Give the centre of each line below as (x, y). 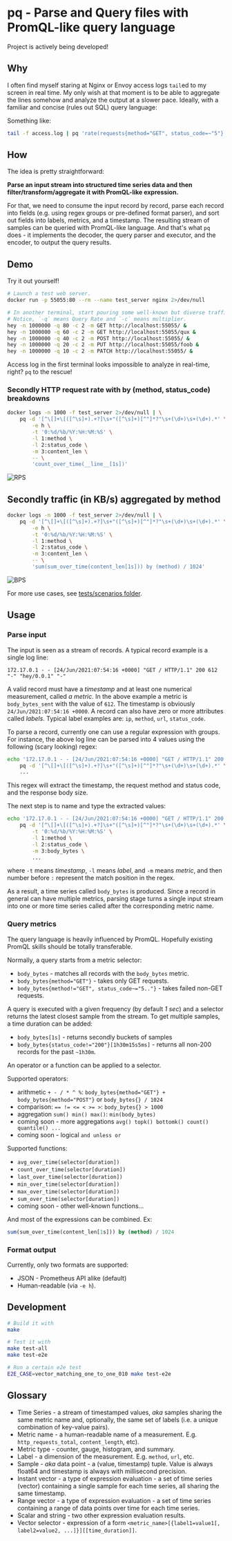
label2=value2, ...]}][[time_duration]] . (77, 1530)
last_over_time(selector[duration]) (70, 1177)
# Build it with (30, 1323)
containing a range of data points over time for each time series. (108, 1508)
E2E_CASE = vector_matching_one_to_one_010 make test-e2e (89, 1374)
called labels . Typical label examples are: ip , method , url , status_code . (106, 718)
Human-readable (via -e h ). (56, 1285)
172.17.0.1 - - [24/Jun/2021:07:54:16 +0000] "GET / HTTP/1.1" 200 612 (112, 670)
